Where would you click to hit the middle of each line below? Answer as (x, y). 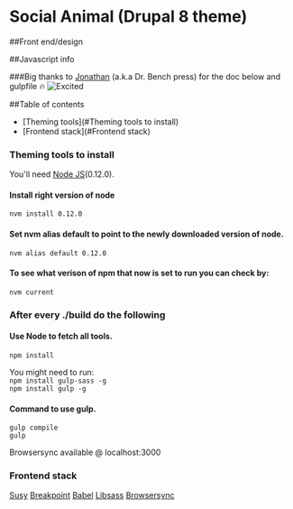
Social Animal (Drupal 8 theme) (128, 17)
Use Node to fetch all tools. (61, 337)
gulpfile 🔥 (27, 86)
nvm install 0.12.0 (46, 214)
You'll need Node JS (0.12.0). (62, 174)
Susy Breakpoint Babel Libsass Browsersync (92, 495)
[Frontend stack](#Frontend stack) (87, 131)
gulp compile (34, 428)
